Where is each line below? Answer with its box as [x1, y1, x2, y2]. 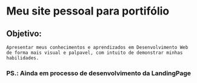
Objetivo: [6, 28, 42, 39]
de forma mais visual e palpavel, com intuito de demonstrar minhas [6, 50, 183, 56]
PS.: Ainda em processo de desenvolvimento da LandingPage [6, 68, 192, 77]
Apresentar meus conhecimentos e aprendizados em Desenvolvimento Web [6, 44, 189, 50]
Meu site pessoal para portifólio [6, 4, 170, 18]
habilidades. [6, 55, 39, 61]
